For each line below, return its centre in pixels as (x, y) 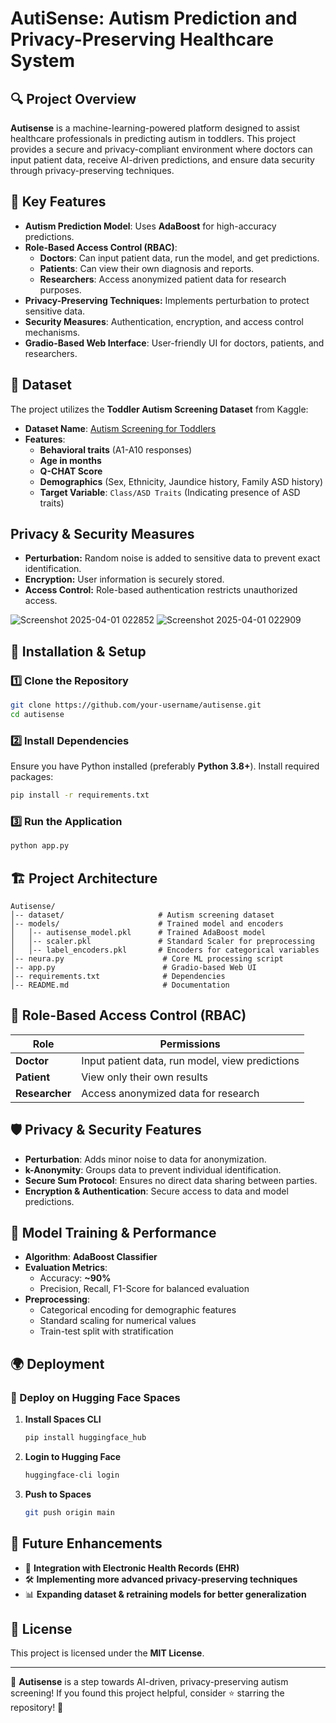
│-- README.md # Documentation (120, 985)
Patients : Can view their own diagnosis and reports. (147, 268)
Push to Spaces (58, 1494)
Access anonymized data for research (170, 1093)
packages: (32, 777)
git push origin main (69, 1512)
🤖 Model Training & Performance (113, 1233)
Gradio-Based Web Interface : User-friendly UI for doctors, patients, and (174, 343)
